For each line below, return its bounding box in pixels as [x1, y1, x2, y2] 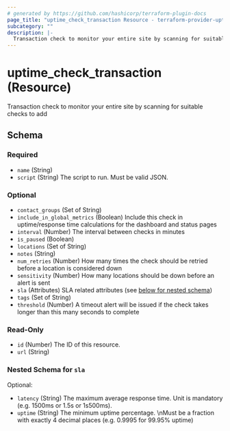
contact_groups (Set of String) [16, 206, 102, 214]
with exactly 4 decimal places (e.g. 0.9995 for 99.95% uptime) [16, 416, 194, 424]
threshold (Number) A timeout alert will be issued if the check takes [16, 301, 209, 309]
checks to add [7, 110, 48, 118]
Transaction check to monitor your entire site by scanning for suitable [7, 102, 203, 110]
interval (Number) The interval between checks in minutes [16, 228, 185, 236]
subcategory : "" [7, 23, 53, 30]
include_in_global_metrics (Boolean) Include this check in [16, 213, 183, 222]
